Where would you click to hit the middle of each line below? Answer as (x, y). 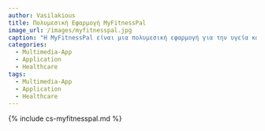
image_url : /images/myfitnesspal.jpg (70, 30)
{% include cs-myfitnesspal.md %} (65, 118)
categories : (28, 45)
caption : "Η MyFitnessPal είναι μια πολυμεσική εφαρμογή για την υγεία (128, 37)
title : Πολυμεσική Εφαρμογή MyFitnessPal (77, 23)
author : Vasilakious (42, 15)
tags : (17, 74)
